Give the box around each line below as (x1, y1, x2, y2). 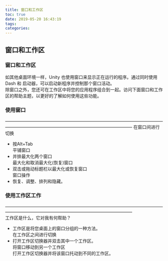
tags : (5, 21, 16, 26)
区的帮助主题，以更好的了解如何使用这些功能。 (5, 93, 101, 99)
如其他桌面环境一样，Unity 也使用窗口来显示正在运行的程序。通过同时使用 (5, 74, 157, 80)
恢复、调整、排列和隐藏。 (12, 178, 65, 185)
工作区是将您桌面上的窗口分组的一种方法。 (12, 226, 100, 232)
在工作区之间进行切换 (12, 232, 56, 238)
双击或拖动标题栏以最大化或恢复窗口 (12, 166, 87, 172)
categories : (5, 26, 30, 31)
